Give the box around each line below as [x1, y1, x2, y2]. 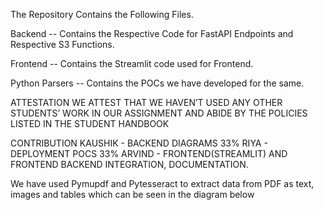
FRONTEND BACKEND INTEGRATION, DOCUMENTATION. [10, 159, 249, 170]
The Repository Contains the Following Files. [10, 9, 194, 20]
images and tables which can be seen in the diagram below [10, 189, 255, 200]
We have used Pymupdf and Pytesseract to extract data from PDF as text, [10, 178, 315, 189]
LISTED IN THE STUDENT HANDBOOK [10, 118, 170, 129]
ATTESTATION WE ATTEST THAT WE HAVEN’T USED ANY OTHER [10, 97, 283, 108]
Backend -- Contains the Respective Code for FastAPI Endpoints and [10, 28, 294, 39]
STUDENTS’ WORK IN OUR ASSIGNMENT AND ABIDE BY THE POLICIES [10, 107, 308, 119]
